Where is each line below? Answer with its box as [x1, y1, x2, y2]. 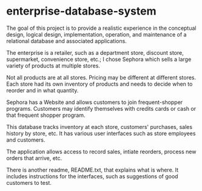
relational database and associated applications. [6, 37, 127, 44]
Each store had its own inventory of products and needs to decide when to [6, 80, 193, 88]
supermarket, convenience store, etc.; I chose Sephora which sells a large [6, 55, 192, 63]
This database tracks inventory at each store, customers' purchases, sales [6, 123, 193, 130]
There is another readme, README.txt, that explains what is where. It [6, 166, 179, 173]
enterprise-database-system [6, 4, 157, 18]
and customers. [6, 136, 45, 144]
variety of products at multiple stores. [6, 62, 100, 69]
